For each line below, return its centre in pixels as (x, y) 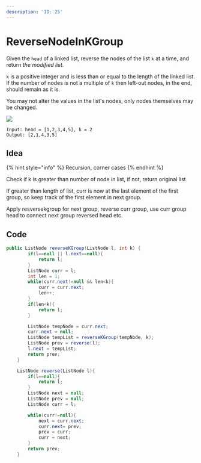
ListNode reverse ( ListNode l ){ (56, 371)
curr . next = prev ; (60, 426)
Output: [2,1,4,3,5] (32, 135)
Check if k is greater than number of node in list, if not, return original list (96, 179)
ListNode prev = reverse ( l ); (64, 343)
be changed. (22, 107)
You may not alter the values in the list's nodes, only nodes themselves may (100, 101)
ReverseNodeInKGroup (65, 41)
